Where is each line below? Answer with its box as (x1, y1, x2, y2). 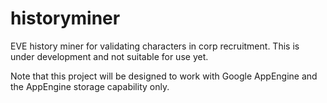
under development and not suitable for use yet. (10, 50, 209, 62)
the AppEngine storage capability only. (10, 80, 170, 92)
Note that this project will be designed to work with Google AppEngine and (10, 70, 318, 82)
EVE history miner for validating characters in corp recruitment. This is (10, 40, 300, 52)
